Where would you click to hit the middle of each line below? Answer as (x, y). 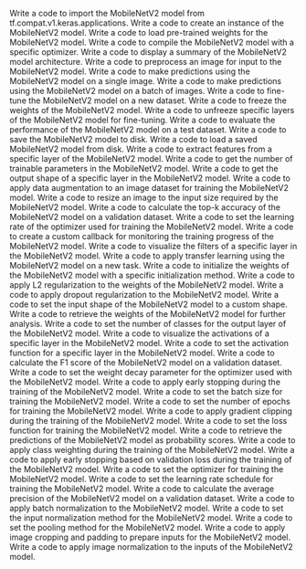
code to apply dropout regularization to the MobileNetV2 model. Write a (144, 295)
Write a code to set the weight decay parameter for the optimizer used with (151, 372)
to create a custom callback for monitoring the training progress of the (142, 236)
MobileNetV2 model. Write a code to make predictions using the (130, 71)
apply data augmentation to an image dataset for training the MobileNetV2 (149, 188)
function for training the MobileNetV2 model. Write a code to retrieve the (146, 430)
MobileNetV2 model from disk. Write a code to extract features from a (141, 149)
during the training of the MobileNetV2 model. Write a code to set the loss (148, 421)
